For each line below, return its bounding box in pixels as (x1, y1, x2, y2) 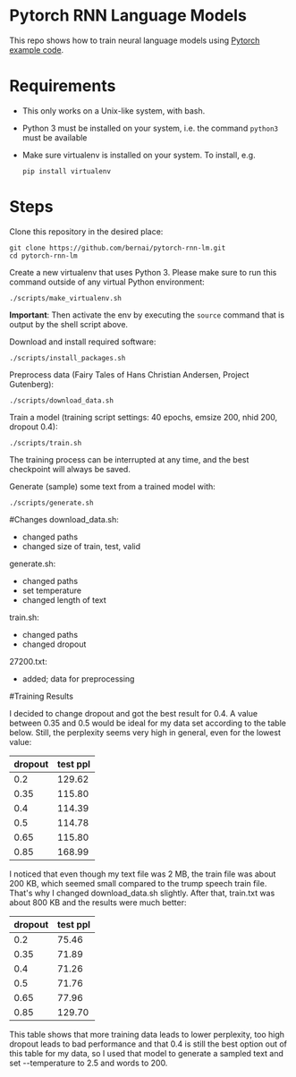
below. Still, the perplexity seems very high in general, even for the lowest (9, 726, 282, 738)
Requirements (9, 76, 116, 97)
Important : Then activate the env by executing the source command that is (9, 310, 284, 320)
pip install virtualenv (21, 166, 112, 175)
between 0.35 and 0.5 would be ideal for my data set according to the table (9, 717, 286, 728)
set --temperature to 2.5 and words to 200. (9, 1057, 168, 1068)
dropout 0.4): (9, 421, 58, 432)
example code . (9, 44, 64, 55)
